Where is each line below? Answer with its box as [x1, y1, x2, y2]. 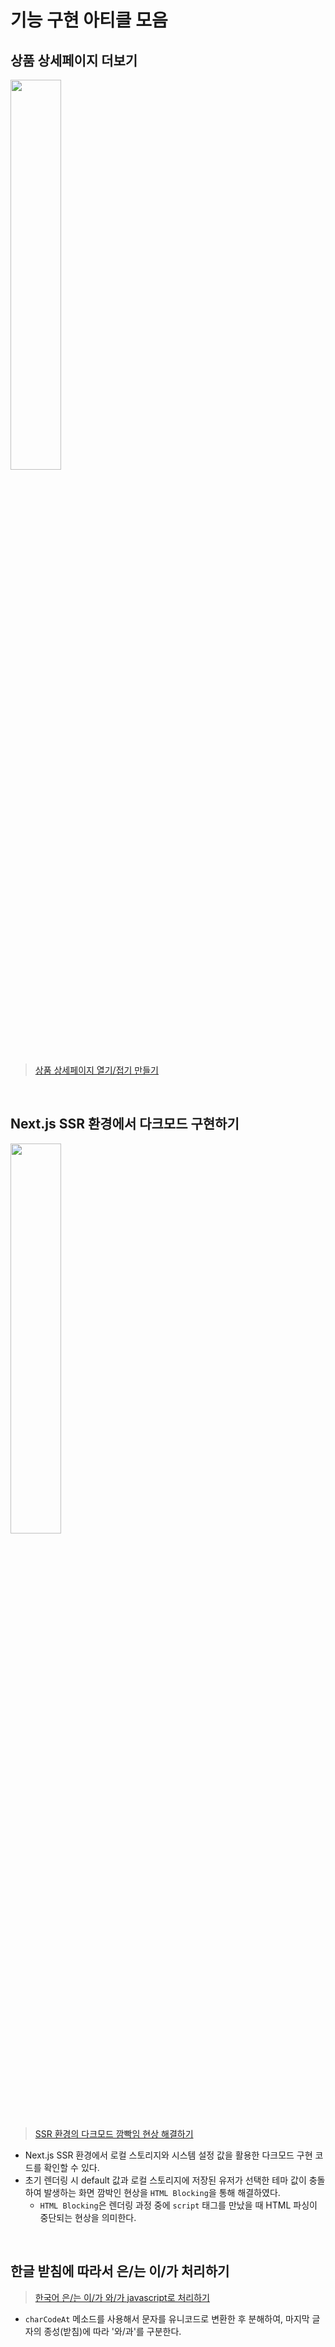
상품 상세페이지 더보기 [10, 52, 138, 69]
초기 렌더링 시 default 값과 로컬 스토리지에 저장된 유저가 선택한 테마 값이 [24, 2174, 307, 2186]
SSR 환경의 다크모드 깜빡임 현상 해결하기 [34, 2127, 194, 2140]
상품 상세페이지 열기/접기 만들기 [34, 1064, 159, 1076]
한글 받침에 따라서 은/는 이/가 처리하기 [10, 2263, 230, 2280]
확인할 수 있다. [43, 2161, 100, 2173]
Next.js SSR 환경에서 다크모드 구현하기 [10, 1116, 240, 1133]
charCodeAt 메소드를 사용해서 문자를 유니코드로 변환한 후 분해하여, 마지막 [24, 2312, 310, 2325]
